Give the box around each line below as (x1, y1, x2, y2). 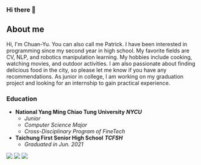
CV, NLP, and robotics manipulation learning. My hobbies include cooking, (6, 53, 192, 60)
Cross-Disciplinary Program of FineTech (24, 128, 125, 135)
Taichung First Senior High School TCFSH (15, 134, 123, 142)
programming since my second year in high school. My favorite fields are (6, 47, 190, 54)
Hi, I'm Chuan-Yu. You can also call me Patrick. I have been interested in (6, 40, 188, 47)
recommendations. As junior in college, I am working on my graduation (6, 72, 184, 80)
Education (6, 94, 38, 103)
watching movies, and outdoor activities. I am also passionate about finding (6, 60, 196, 67)
